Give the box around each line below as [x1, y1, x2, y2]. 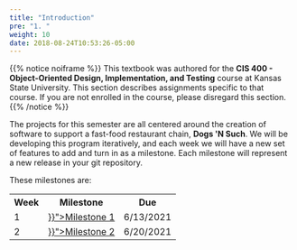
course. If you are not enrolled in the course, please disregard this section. [9, 92, 287, 103]
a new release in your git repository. [9, 157, 143, 168]
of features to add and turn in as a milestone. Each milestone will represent [9, 148, 288, 159]
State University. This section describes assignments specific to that [9, 82, 265, 93]
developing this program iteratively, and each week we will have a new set [9, 138, 285, 149]
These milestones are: [9, 175, 92, 186]
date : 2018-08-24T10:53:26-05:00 [9, 38, 135, 48]
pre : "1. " [9, 22, 51, 31]
